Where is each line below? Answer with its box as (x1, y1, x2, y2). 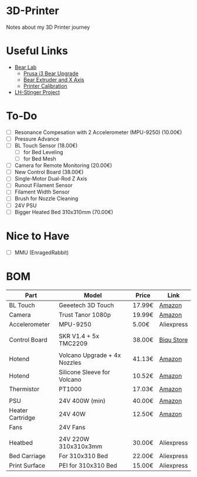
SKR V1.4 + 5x (58, 332, 100, 340)
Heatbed (9, 438, 33, 446)
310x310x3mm (58, 442, 103, 451)
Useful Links (6, 44, 69, 58)
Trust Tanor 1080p (58, 311, 111, 319)
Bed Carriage (9, 452, 46, 460)
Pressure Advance (14, 135, 60, 142)
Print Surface (9, 461, 46, 469)
